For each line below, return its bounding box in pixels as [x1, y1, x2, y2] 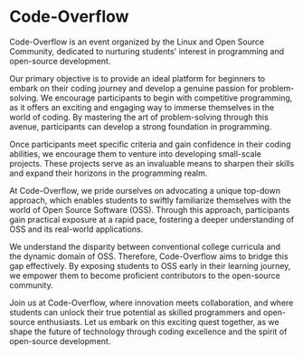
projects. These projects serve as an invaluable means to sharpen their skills [9, 158, 295, 168]
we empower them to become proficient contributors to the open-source [9, 270, 280, 281]
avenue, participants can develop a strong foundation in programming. [9, 120, 272, 132]
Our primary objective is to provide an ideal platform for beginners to [9, 72, 265, 83]
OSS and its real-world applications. [9, 224, 144, 235]
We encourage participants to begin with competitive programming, [40, 92, 293, 103]
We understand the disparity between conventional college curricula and [9, 241, 281, 252]
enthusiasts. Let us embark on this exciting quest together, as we [37, 316, 279, 327]
